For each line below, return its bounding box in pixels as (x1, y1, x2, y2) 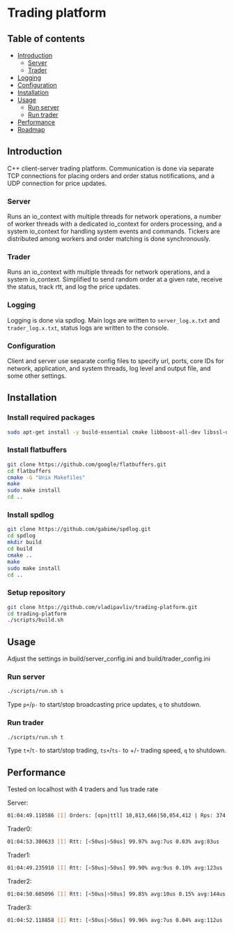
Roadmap (17, 126, 45, 133)
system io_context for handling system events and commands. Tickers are (7, 227, 221, 235)
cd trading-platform (7, 610, 68, 617)
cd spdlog (7, 532, 36, 539)
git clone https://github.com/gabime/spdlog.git (7, 526, 151, 533)
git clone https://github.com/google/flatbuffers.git (7, 461, 167, 468)
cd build (7, 545, 33, 552)
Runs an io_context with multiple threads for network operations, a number (7, 212, 221, 221)
